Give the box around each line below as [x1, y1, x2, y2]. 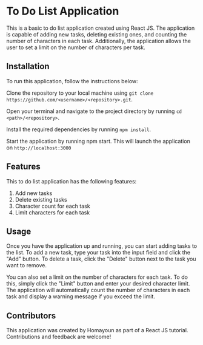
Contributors [6, 310, 56, 321]
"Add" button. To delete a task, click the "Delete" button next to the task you [6, 255, 196, 262]
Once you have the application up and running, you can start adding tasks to [6, 242, 198, 250]
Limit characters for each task [15, 208, 90, 216]
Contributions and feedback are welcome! [6, 333, 111, 341]
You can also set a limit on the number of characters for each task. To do [6, 273, 188, 281]
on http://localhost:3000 [6, 144, 72, 151]
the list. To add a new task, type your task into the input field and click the [6, 249, 191, 256]
